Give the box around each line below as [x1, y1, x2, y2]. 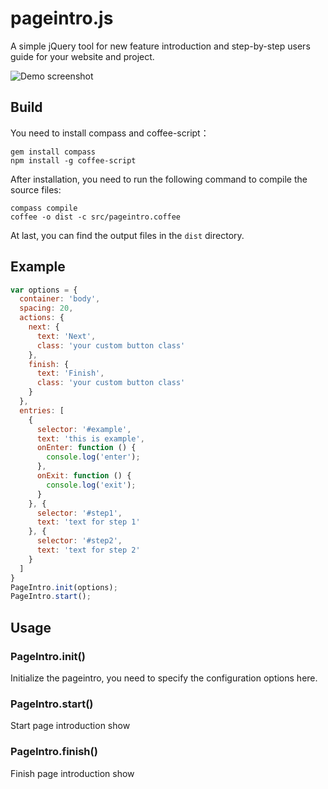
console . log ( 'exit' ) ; [46, 480, 137, 490]
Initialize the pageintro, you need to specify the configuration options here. [10, 672, 318, 684]
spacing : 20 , [19, 303, 74, 314]
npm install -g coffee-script [10, 155, 137, 166]
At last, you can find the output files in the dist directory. [10, 229, 245, 241]
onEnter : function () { [36, 443, 137, 453]
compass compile [10, 203, 78, 213]
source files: [10, 183, 62, 196]
